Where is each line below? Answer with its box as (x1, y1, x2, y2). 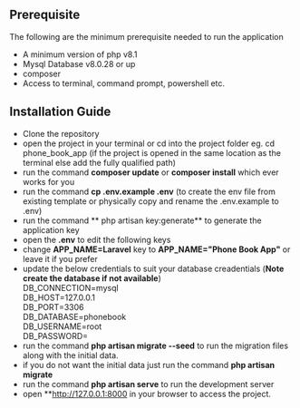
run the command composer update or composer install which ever (22, 167, 279, 178)
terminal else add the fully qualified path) (22, 157, 177, 168)
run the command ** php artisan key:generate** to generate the (22, 215, 262, 226)
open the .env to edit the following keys (22, 234, 171, 245)
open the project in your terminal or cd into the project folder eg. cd (22, 138, 275, 149)
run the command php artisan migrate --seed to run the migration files (22, 340, 288, 351)
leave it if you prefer (22, 253, 98, 264)
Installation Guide (9, 104, 111, 120)
